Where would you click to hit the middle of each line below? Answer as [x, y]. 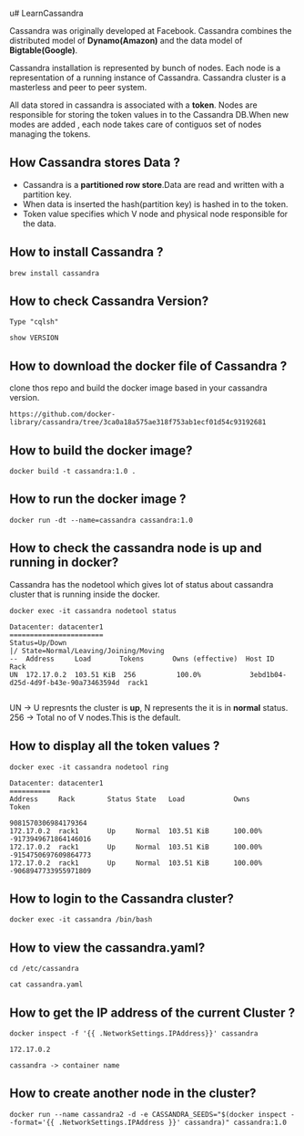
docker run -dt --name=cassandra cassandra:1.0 [101, 520]
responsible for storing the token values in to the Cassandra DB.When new [149, 115]
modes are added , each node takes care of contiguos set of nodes [136, 124]
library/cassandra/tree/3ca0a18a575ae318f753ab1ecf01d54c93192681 [138, 422]
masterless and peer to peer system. [78, 87]
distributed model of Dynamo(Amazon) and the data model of [126, 41]
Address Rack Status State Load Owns [130, 799]
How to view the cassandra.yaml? [107, 948]
